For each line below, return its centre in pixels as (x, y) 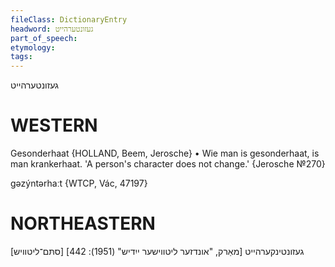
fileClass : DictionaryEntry (69, 19)
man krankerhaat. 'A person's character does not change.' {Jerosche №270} (168, 164)
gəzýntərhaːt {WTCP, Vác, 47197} (79, 183)
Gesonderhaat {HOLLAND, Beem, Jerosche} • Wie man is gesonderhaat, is (165, 153)
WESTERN (54, 125)
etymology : (33, 47)
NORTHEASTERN (83, 223)
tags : (21, 57)
